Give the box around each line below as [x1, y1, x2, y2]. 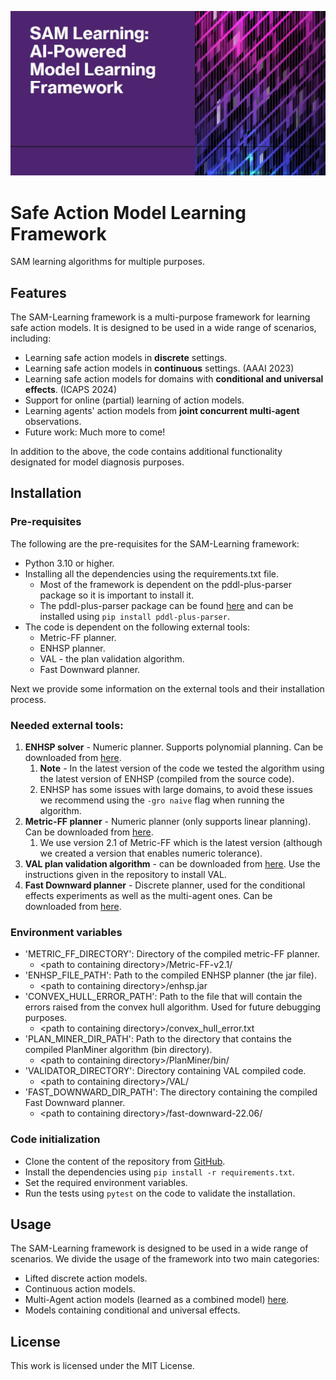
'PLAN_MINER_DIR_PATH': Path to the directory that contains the [24, 1033, 292, 1045]
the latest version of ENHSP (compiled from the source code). [39, 773, 295, 785]
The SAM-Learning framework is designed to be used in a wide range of [10, 1242, 309, 1255]
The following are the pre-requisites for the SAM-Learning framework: [10, 537, 300, 550]
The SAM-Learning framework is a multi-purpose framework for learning [10, 311, 311, 323]
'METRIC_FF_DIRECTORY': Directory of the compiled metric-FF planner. [24, 948, 321, 960]
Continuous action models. [24, 1283, 136, 1295]
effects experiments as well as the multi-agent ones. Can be [24, 890, 273, 902]
